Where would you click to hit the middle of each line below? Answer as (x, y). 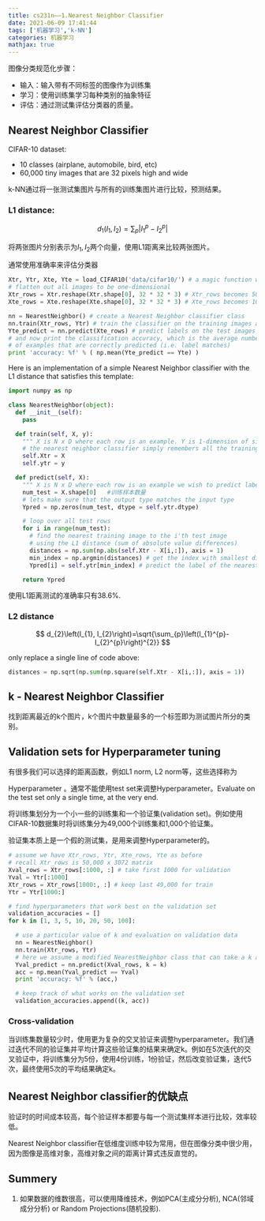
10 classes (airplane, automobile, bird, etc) (88, 164)
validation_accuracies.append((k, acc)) (82, 1001)
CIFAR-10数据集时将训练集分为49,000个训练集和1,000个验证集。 (113, 824)
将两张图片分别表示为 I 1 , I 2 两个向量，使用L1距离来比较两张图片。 (111, 248)
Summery (33, 1179)
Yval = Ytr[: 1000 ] (38, 877)
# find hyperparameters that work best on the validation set (112, 906)
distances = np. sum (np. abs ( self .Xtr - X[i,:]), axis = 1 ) (126, 550)
